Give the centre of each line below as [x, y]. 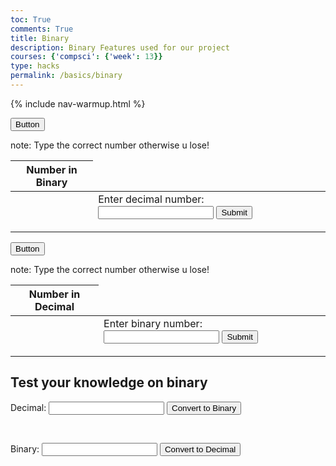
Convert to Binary [204, 407]
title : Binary [40, 38]
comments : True [42, 29]
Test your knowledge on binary [109, 382]
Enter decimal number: [151, 199]
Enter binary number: [153, 323]
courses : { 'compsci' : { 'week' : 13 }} [86, 57]
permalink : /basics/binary [66, 76]
